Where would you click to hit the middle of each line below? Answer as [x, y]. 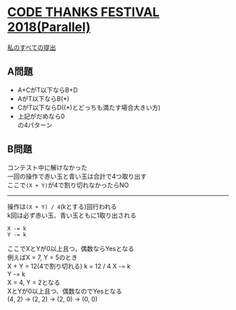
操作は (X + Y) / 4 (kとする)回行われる [62, 206]
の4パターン [35, 125]
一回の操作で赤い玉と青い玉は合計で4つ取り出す [77, 176]
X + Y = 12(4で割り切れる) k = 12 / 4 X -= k [69, 266]
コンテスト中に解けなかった [47, 167]
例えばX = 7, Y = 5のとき [42, 257]
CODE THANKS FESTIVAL [84, 12]
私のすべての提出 [32, 47]
